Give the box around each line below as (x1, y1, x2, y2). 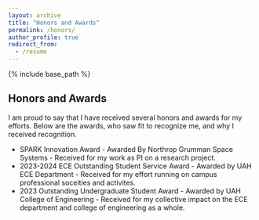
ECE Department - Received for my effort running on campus (19, 169, 217, 179)
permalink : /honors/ (8, 26, 76, 34)
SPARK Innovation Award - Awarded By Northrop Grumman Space (19, 144, 234, 153)
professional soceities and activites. (19, 178, 136, 187)
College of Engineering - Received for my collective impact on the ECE (19, 194, 249, 204)
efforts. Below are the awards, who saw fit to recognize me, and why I (8, 121, 234, 130)
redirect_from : (8, 41, 58, 49)
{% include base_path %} (8, 70, 91, 78)
